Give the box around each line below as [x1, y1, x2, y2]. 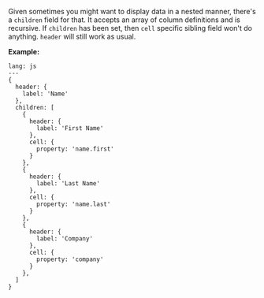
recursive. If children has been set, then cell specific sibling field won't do [8, 24, 252, 32]
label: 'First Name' [36, 125, 104, 132]
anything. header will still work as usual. [8, 32, 136, 41]
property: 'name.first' [36, 145, 114, 153]
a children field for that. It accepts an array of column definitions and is [8, 15, 240, 24]
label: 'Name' [22, 90, 69, 98]
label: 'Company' [36, 235, 93, 243]
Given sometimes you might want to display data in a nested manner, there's [8, 7, 256, 16]
